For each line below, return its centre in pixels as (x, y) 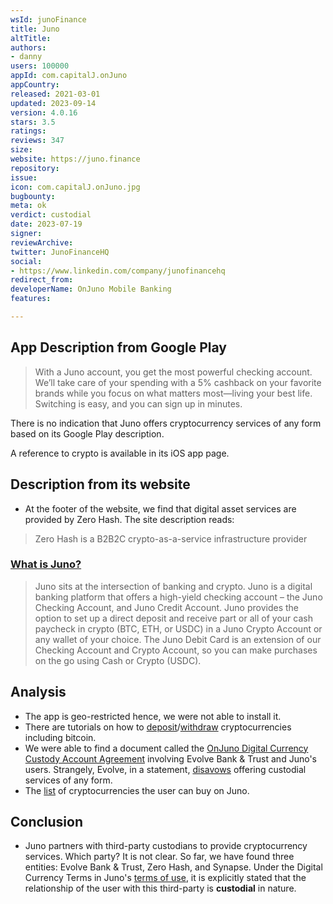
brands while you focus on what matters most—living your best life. (173, 393)
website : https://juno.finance (75, 159)
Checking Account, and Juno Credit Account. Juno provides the (166, 607)
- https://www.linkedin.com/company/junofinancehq (118, 271)
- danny (26, 57)
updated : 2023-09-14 (53, 103)
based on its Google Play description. (87, 433)
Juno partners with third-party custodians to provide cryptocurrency (166, 846)
